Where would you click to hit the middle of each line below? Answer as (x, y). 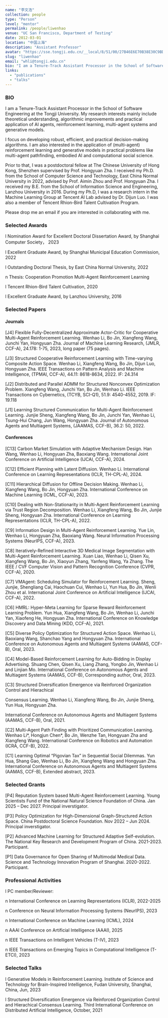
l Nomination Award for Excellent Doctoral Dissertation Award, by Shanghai (82, 236)
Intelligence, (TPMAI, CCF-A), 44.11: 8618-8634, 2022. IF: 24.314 (72, 374)
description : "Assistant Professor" (43, 47)
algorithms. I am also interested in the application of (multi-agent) (72, 145)
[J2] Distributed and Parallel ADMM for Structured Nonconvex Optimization (82, 384)
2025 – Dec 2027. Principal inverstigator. (47, 806)
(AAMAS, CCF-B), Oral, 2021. (35, 720)
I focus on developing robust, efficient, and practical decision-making (77, 140)
